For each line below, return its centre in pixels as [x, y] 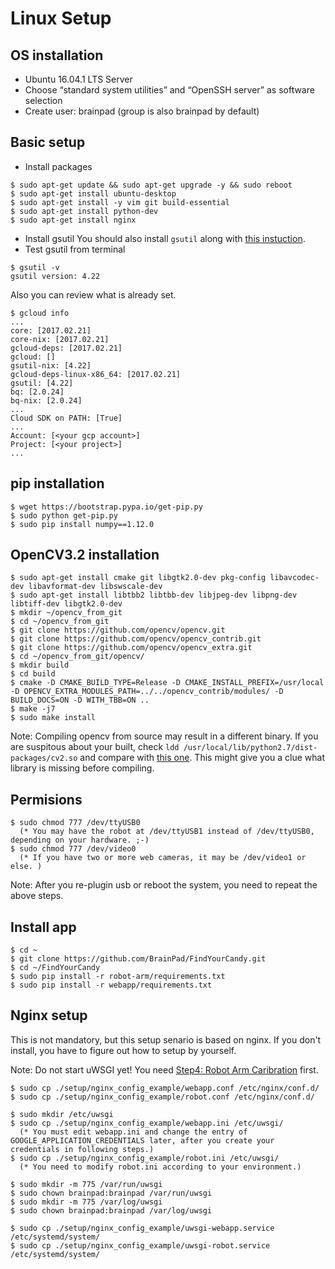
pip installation [57, 483]
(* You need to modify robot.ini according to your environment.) [160, 1167]
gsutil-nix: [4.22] [51, 365]
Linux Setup [61, 18]
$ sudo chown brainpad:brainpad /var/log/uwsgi [111, 1210]
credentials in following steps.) [82, 1149]
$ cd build [33, 674]
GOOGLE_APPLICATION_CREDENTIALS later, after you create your [142, 1140]
